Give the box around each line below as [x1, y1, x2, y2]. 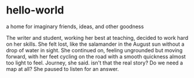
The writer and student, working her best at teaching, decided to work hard [6, 34, 189, 41]
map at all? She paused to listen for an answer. [6, 65, 119, 72]
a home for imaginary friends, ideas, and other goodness [6, 23, 144, 30]
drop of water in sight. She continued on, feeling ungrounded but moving [6, 46, 183, 53]
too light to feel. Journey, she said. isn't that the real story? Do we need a [6, 59, 183, 66]
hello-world [6, 4, 65, 17]
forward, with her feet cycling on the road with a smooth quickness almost [6, 53, 186, 60]
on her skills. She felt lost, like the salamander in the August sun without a [6, 40, 185, 48]
